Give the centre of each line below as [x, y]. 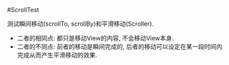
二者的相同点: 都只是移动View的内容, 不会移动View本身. [95, 38]
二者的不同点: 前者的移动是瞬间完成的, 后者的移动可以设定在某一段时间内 [120, 46]
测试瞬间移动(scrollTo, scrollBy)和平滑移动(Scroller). [81, 24]
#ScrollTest [23, 10]
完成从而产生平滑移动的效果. [57, 55]
